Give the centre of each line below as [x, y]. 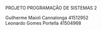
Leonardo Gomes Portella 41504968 [43, 23]
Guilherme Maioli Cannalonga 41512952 [47, 18]
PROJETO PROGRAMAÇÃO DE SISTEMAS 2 [51, 8]
